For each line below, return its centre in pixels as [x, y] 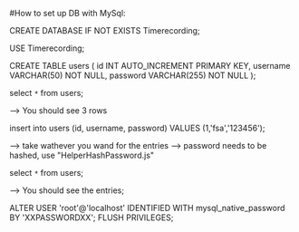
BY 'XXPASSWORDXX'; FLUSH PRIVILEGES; [92, 217]
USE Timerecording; [47, 48]
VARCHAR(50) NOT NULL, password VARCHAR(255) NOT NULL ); [133, 75]
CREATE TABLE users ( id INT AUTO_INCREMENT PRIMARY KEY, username [150, 66]
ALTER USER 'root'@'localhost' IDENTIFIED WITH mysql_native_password [147, 208]
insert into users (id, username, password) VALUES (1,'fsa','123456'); [137, 128]
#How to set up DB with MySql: [68, 13]
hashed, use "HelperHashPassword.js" [82, 155]
